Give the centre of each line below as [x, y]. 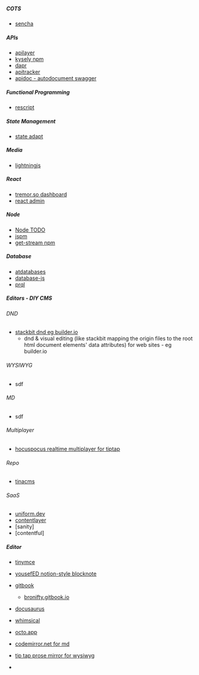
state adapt [29, 136]
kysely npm [29, 59]
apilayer [25, 52]
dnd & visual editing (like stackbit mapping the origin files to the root [108, 338]
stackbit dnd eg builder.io [46, 332]
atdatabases [30, 271]
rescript [25, 107]
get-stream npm [35, 242]
